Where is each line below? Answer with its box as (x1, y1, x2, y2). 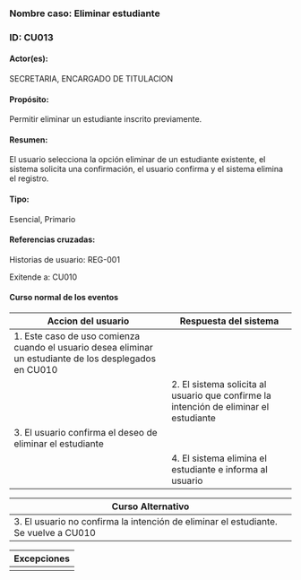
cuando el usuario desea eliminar (13, 342, 154, 354)
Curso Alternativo (111, 500, 190, 513)
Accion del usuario (47, 315, 130, 327)
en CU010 (13, 364, 58, 377)
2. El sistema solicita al (171, 378, 267, 391)
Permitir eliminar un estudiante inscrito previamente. (9, 114, 202, 125)
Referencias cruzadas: (9, 234, 96, 245)
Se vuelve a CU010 (13, 527, 96, 540)
